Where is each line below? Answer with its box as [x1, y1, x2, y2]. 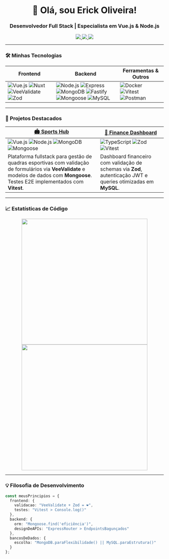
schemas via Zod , [100, 166, 142, 173]
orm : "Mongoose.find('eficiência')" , [14, 521, 94, 526]
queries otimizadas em [100, 178, 154, 185]
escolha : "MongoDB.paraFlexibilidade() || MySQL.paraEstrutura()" [14, 540, 156, 545]
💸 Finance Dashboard [104, 129, 157, 136]
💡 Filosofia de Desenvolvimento [5, 482, 84, 489]
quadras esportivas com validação [8, 159, 90, 167]
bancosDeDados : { [10, 535, 46, 540]
